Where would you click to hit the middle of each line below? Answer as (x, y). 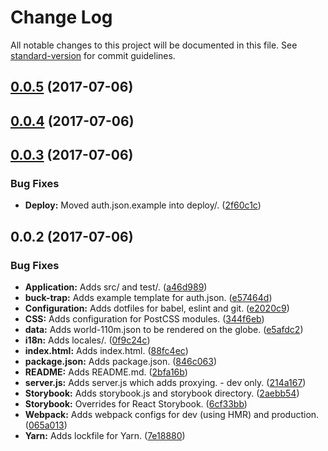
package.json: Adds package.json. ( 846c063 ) (121, 362)
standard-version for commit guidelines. (93, 55)
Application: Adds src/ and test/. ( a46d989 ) (116, 287)
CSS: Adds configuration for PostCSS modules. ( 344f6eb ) (144, 319)
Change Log (61, 17)
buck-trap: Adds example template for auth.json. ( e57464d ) (148, 298)
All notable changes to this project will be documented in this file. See (154, 45)
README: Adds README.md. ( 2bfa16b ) (106, 372)
